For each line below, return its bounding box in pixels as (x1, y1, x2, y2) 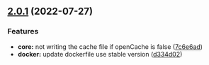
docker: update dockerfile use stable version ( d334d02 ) (17, 50, 183, 58)
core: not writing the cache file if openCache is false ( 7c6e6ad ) (17, 42, 203, 51)
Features (7, 27, 39, 36)
